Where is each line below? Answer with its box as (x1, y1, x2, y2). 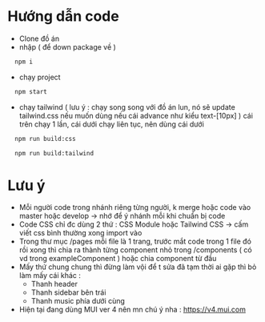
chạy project (18, 72, 61, 82)
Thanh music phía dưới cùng (30, 296, 126, 306)
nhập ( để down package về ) (18, 42, 117, 51)
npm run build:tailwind (14, 149, 94, 157)
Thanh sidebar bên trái (30, 288, 106, 297)
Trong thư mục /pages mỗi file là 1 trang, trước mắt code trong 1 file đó (18, 236, 251, 247)
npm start (14, 87, 47, 95)
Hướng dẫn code (7, 7, 119, 26)
